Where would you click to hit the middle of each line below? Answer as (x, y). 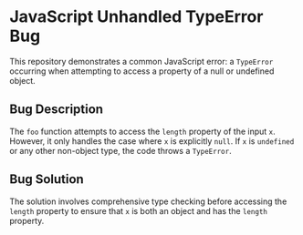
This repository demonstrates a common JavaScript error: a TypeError (141, 61)
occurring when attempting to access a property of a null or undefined (142, 71)
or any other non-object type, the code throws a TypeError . (120, 150)
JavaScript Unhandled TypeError (136, 17)
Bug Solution (47, 179)
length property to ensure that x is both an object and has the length (138, 210)
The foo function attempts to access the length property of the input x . (142, 131)
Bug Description (56, 110)
